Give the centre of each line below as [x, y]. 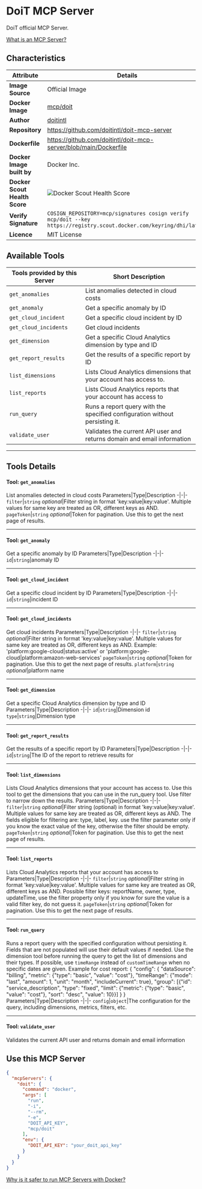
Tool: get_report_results [38, 735]
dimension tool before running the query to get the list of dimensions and [97, 956]
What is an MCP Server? [36, 39]
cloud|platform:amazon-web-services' [54, 657]
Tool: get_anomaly [28, 540]
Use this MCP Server [46, 1059]
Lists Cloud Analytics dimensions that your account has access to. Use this [99, 788]
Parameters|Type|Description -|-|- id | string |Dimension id [78, 709]
